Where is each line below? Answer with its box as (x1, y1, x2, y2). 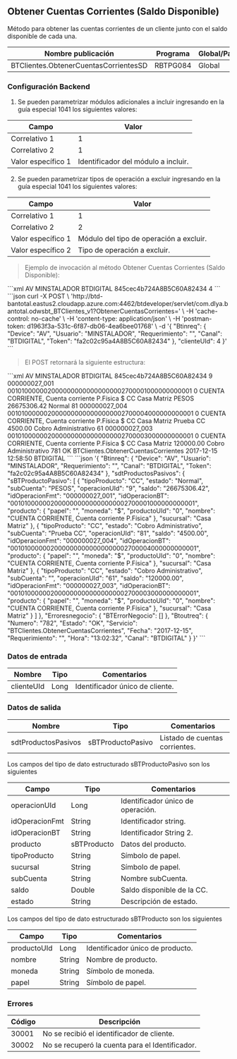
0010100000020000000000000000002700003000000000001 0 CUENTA (7, 431, 226, 440)
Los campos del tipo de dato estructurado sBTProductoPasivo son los (7, 759, 210, 768)
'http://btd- (70, 292, 104, 300)
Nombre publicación (44, 49, 114, 59)
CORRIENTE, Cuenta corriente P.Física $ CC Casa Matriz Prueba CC (7, 417, 206, 425)
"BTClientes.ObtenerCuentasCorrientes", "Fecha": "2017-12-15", (7, 627, 193, 635)
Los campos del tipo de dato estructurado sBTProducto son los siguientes (7, 914, 222, 923)
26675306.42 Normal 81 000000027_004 (7, 402, 128, 410)
